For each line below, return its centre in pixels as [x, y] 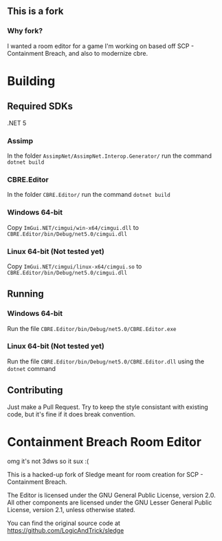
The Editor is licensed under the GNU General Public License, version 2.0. [112, 495]
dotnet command [32, 368]
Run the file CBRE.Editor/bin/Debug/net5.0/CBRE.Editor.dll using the [106, 361]
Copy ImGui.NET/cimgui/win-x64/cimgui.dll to [73, 227]
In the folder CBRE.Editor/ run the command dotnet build [89, 195]
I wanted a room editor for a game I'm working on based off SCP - [101, 46]
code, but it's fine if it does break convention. [71, 414]
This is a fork [35, 11]
